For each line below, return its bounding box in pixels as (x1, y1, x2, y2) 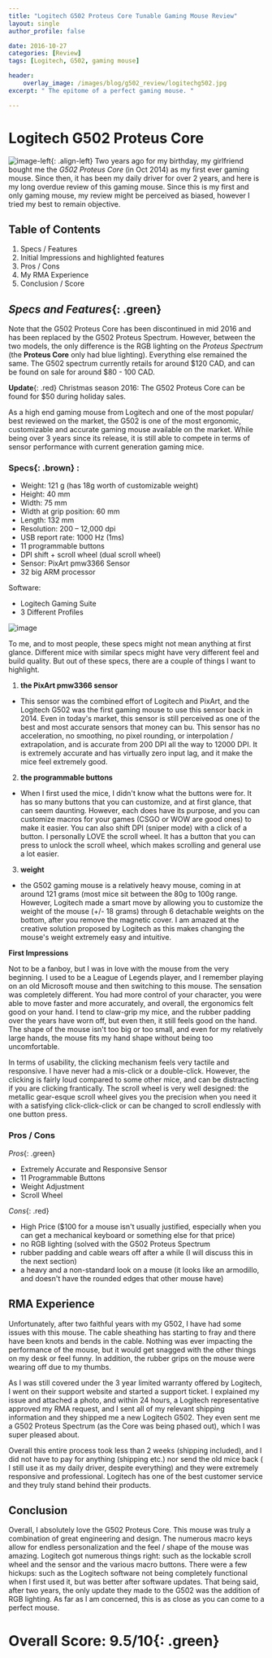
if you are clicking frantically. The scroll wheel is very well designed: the (8, 1083, 249, 1093)
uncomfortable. (8, 1042, 60, 1052)
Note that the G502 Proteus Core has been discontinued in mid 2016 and (8, 324, 252, 334)
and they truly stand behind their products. (8, 1480, 152, 1490)
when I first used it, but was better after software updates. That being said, (8, 1577, 259, 1587)
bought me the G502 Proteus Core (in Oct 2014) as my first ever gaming (8, 164, 249, 174)
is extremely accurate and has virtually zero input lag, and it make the (19, 748, 253, 758)
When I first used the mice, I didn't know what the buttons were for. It (19, 789, 253, 798)
